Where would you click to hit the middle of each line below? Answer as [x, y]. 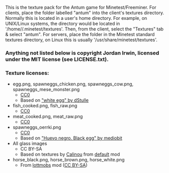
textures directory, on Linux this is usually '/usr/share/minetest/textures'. [81, 40]
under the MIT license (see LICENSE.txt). [57, 59]
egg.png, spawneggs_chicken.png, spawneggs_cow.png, [73, 84]
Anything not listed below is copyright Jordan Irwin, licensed [82, 53]
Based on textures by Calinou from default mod [70, 154]
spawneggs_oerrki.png [37, 127]
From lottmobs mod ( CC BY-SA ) [54, 165]
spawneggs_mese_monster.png [46, 90]
